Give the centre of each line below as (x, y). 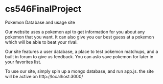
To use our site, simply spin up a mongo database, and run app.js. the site (80, 71)
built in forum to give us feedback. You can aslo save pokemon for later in (79, 56)
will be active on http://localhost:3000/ (44, 76)
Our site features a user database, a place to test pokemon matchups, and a (81, 51)
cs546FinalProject (43, 9)
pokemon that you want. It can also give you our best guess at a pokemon (80, 37)
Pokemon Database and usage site (40, 22)
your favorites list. (23, 62)
